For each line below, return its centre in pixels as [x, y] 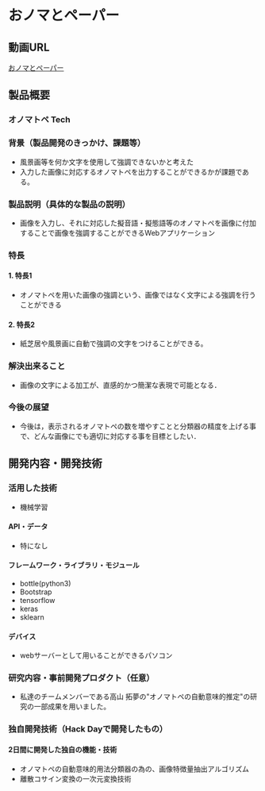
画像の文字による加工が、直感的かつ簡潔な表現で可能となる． [120, 385]
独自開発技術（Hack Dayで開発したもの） [88, 729]
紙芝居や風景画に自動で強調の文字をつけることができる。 [113, 344]
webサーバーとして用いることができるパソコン [96, 655]
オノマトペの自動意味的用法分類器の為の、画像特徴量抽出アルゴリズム [134, 769]
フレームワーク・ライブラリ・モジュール [74, 565]
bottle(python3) [45, 583]
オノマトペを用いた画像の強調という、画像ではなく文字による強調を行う [138, 295]
